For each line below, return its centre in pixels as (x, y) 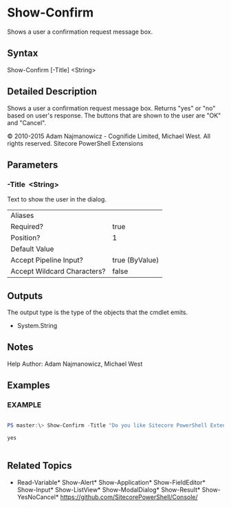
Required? (27, 227)
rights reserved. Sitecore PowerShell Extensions (75, 143)
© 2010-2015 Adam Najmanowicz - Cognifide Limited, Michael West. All (109, 136)
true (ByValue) (136, 261)
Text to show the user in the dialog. (57, 199)
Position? (25, 238)
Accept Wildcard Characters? (58, 272)
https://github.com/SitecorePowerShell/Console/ (129, 497)
